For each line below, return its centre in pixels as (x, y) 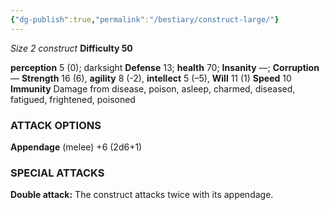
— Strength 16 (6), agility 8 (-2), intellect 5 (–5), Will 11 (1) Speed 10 (151, 78)
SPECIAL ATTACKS (57, 173)
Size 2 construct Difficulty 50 (71, 48)
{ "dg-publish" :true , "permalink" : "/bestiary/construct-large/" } (145, 19)
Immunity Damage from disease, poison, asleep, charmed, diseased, (153, 88)
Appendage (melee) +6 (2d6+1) (76, 147)
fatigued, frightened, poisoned (73, 99)
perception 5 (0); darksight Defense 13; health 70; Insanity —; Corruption (165, 67)
